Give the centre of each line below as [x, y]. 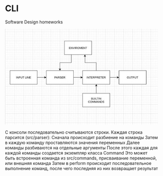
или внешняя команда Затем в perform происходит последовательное [78, 163]
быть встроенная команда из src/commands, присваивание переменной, [81, 158]
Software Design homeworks [34, 22]
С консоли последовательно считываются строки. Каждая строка [74, 132]
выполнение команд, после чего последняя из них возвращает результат [81, 169]
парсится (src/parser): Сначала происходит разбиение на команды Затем [81, 138]
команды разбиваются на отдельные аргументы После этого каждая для [81, 148]
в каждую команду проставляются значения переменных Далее [72, 143]
